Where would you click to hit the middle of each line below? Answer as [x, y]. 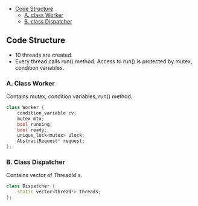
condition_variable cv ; [47, 113]
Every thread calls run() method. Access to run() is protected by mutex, [104, 61]
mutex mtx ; [31, 119]
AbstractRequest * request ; [51, 141]
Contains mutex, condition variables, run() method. [69, 96]
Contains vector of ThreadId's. [44, 175]
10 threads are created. [44, 55]
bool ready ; [32, 130]
